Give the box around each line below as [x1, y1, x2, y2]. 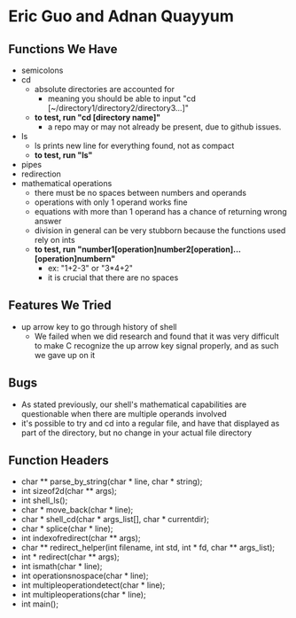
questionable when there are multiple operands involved [20, 408, 227, 419]
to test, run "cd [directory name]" [34, 113, 161, 122]
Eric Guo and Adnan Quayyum [8, 6, 234, 27]
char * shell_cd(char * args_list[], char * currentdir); [20, 514, 210, 525]
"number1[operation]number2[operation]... [77, 244, 241, 254]
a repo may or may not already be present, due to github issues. [47, 121, 282, 132]
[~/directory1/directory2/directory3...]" [47, 103, 190, 113]
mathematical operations [20, 178, 113, 188]
